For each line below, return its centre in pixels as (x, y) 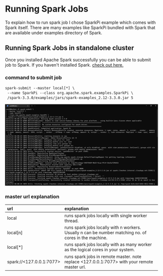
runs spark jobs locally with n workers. (103, 227)
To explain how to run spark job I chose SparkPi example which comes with (81, 22)
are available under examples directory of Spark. (54, 33)
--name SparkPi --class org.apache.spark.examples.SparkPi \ (70, 93)
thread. (72, 221)
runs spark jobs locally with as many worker (108, 244)
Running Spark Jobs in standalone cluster (70, 48)
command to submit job (33, 77)
